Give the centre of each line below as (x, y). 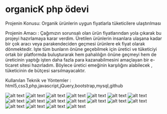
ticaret (12, 65)
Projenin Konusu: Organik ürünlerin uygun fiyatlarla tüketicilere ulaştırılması (83, 23)
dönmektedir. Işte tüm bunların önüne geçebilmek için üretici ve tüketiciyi (81, 49)
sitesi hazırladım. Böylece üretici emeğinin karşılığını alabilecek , (86, 65)
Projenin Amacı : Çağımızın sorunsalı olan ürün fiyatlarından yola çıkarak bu (83, 33)
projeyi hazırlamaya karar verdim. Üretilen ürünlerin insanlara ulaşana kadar (84, 38)
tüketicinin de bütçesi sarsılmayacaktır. (45, 70)
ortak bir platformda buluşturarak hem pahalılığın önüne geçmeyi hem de (81, 54)
